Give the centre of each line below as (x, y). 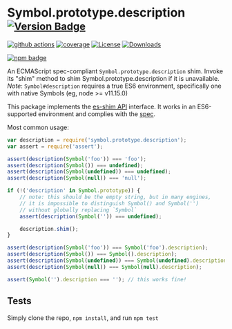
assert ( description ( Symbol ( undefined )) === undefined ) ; (89, 172)
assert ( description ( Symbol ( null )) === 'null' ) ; (77, 178)
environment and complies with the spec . (97, 114)
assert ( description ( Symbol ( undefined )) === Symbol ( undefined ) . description (117, 261)
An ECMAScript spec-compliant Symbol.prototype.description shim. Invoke (115, 71)
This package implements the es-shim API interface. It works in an (101, 106)
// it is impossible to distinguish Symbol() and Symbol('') (109, 203)
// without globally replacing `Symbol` (78, 210)
